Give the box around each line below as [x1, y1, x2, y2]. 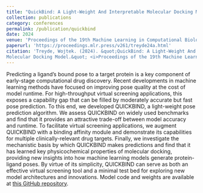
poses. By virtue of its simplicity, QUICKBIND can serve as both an [23, 160, 188, 168]
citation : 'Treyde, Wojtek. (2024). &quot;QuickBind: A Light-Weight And [6, 48, 196, 54]
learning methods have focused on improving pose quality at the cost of [6, 83, 186, 91]
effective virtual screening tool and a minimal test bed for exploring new [6, 167, 185, 174]
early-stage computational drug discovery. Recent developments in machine [6, 77, 196, 84]
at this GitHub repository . [6, 180, 69, 187]
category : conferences [6, 20, 63, 26]
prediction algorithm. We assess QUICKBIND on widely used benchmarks [6, 109, 189, 116]
